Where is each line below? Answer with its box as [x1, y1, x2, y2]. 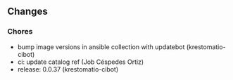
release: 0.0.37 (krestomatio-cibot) [17, 65, 119, 73]
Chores [7, 27, 33, 36]
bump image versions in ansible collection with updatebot [17, 42, 185, 51]
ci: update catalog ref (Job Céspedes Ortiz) [17, 58, 144, 66]
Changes [7, 6, 48, 18]
